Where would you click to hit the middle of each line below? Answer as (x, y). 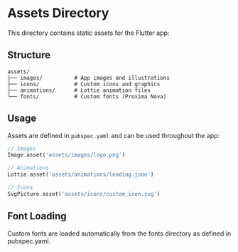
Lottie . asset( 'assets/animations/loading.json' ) (81, 175)
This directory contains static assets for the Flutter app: (88, 33)
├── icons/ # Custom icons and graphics (84, 84)
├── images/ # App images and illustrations (89, 78)
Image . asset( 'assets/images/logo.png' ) (66, 155)
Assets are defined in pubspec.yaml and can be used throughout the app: (114, 135)
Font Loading (37, 216)
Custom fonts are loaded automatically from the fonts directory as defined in (119, 233)
